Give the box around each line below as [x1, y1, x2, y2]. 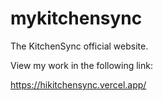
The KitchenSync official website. [10, 40, 149, 52]
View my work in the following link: [10, 59, 153, 71]
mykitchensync [10, 7, 143, 30]
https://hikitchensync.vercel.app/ [10, 78, 147, 91]
